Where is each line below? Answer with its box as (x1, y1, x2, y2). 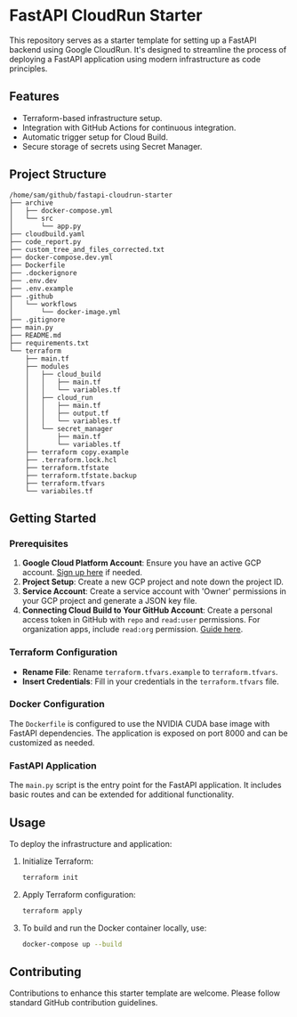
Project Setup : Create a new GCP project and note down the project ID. (21, 576, 285, 588)
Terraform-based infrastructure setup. (21, 112, 163, 123)
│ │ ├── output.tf (25, 409, 109, 418)
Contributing (9, 964, 82, 980)
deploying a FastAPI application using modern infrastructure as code (9, 53, 261, 64)
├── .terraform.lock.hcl (25, 455, 117, 464)
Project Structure (9, 167, 107, 183)
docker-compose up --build (21, 940, 123, 948)
